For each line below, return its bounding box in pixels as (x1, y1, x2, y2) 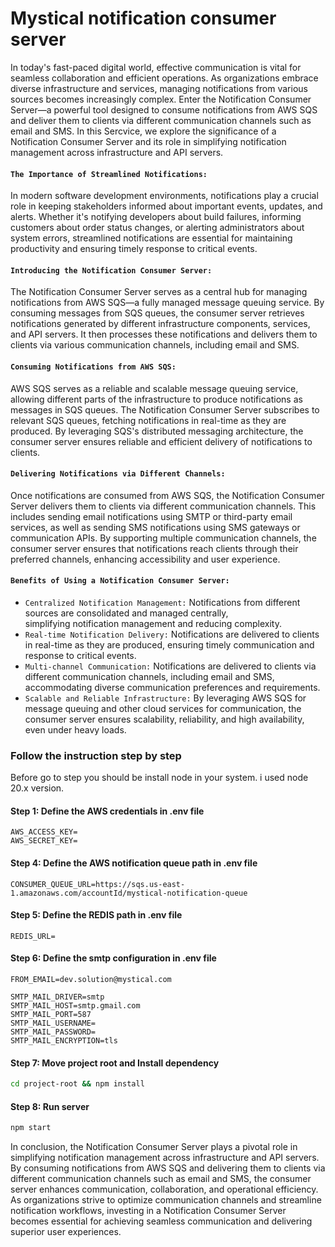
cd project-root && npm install (10, 1079, 145, 1089)
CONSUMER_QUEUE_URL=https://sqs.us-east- (10, 879, 186, 889)
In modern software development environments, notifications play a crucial (10, 190, 319, 202)
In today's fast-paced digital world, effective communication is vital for (10, 61, 302, 73)
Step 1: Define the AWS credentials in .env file (10, 805, 205, 817)
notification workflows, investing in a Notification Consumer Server (10, 1205, 287, 1217)
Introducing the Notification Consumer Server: (10, 265, 213, 276)
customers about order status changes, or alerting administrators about (10, 222, 305, 234)
